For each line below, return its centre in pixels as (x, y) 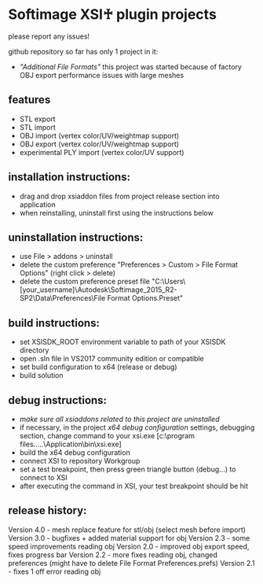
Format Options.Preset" (145, 298)
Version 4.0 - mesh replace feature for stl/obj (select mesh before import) (127, 530)
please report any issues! (49, 36)
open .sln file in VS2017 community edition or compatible (111, 359)
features (29, 100)
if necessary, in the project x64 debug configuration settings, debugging (137, 427)
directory (34, 350)
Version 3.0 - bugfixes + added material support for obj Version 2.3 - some (129, 538)
